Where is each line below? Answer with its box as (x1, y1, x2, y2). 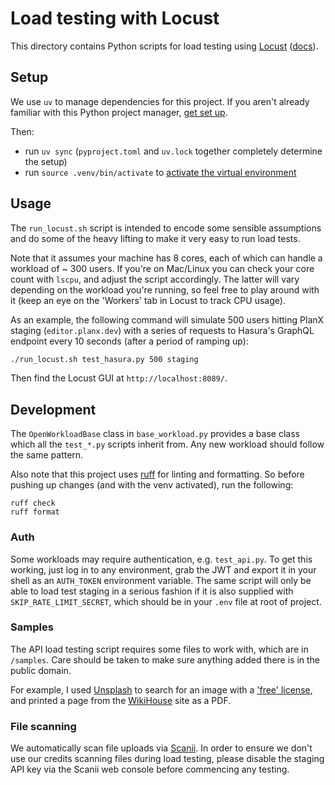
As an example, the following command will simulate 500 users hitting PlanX (10, 313, 325, 326)
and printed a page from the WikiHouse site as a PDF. (10, 694, 232, 706)
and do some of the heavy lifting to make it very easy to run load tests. (10, 232, 301, 244)
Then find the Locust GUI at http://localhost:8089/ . (10, 372, 228, 384)
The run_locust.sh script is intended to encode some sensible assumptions (10, 222, 322, 234)
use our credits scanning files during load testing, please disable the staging (10, 753, 325, 765)
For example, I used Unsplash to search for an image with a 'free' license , (10, 683, 313, 696)
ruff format (10, 507, 60, 517)
